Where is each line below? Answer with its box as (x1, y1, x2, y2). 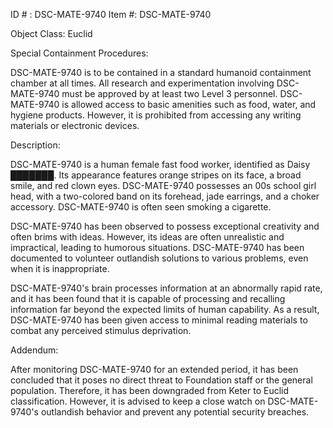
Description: (10, 139, 61, 151)
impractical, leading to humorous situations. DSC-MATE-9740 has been (10, 242, 305, 253)
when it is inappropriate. (10, 263, 110, 274)
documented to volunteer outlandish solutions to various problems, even (10, 252, 309, 264)
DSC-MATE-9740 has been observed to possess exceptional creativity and (10, 220, 320, 232)
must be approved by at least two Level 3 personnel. (61, 88, 278, 99)
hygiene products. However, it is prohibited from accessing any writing (10, 109, 302, 121)
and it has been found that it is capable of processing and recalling (10, 293, 286, 304)
